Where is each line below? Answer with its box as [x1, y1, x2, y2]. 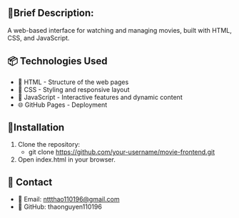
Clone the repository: [17, 140, 81, 149]
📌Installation [7, 122, 65, 134]
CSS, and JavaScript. [7, 33, 70, 42]
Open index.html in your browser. [17, 155, 116, 164]
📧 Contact [7, 176, 53, 188]
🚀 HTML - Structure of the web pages [17, 78, 129, 86]
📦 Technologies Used [7, 55, 108, 68]
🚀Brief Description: [7, 7, 94, 19]
